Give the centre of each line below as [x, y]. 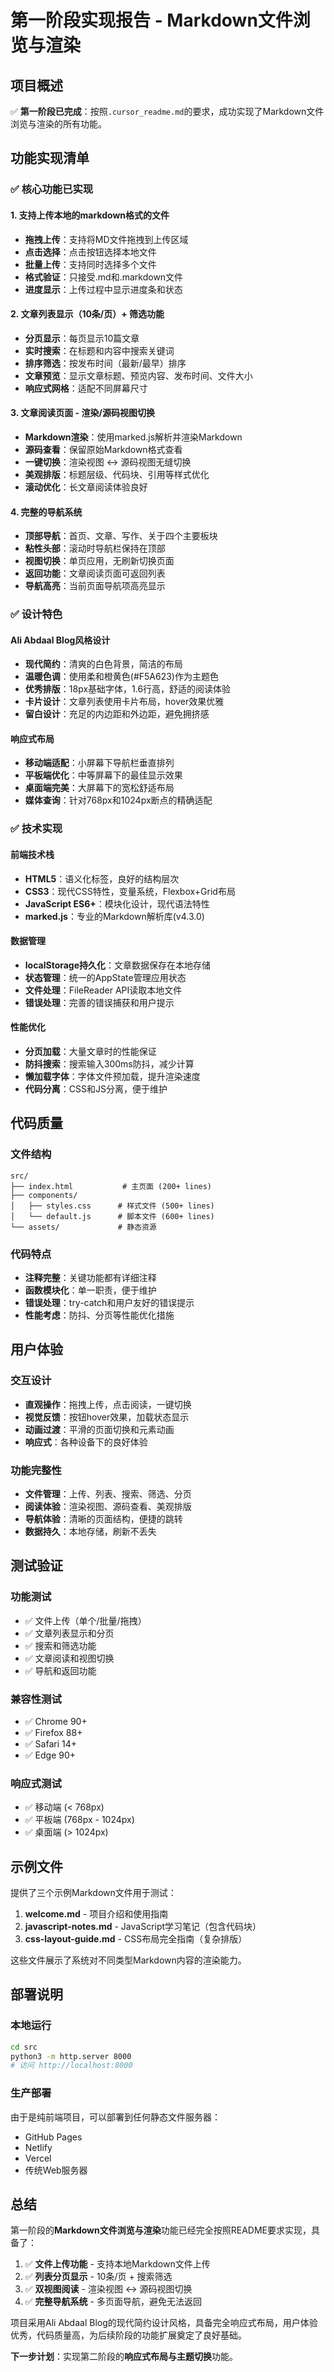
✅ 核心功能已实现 [52, 189]
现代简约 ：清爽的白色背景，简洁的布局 [103, 664]
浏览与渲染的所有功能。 [58, 124]
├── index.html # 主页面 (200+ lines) [111, 1186]
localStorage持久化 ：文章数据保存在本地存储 [118, 965]
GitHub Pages [53, 2137]
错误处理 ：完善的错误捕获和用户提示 [99, 1002]
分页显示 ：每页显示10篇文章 [82, 338]
